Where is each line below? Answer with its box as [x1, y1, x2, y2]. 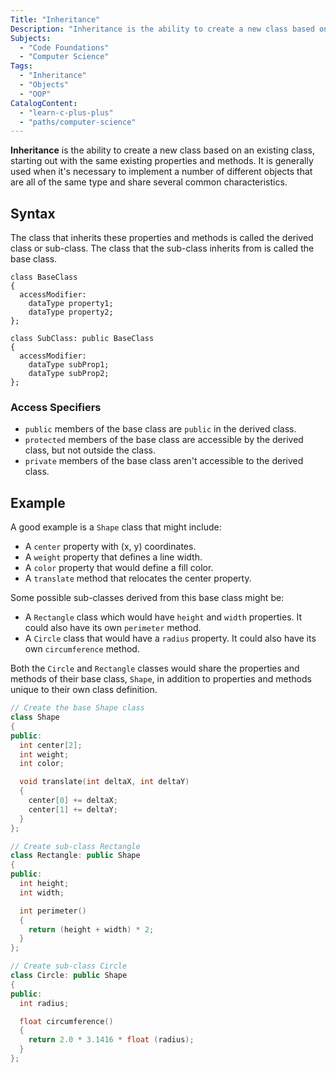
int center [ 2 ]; [19, 740, 83, 750]
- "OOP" [19, 89, 52, 99]
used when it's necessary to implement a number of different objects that [10, 166, 313, 178]
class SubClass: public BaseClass [10, 334, 155, 344]
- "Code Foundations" [19, 42, 110, 53]
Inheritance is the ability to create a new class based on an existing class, [10, 144, 316, 156]
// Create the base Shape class [10, 703, 145, 713]
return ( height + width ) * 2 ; [28, 924, 155, 935]
